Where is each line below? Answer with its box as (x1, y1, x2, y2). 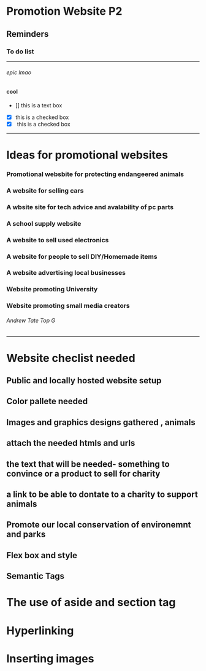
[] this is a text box (15, 101, 63, 109)
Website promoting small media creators (6, 302, 130, 310)
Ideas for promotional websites (6, 148, 169, 162)
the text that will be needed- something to (6, 459, 170, 469)
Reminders (6, 29, 49, 39)
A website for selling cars (6, 186, 84, 194)
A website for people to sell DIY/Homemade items (6, 252, 158, 261)
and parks (6, 529, 46, 540)
